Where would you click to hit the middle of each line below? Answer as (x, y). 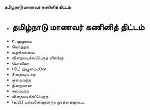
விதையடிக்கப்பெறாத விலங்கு (37, 57)
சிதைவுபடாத (24, 74)
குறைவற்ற (21, 80)
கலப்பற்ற (20, 91)
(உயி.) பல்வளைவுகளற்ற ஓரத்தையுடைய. (48, 102)
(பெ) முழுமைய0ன (29, 69)
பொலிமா (20, 63)
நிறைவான (22, 85)
